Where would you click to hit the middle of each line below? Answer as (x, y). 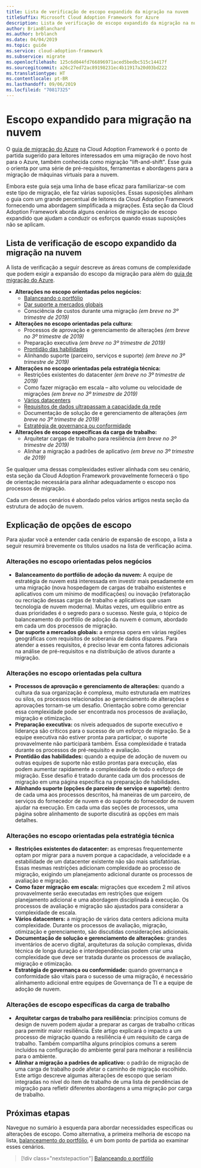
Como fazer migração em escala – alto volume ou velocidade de (103, 387)
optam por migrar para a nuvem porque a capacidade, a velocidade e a (102, 855)
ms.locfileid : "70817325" (38, 90)
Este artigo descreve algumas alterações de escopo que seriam (93, 1075)
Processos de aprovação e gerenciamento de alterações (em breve (106, 330)
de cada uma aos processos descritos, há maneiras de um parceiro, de (102, 795)
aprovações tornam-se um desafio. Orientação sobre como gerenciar (100, 706)
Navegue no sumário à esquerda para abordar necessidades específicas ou (100, 1128)
